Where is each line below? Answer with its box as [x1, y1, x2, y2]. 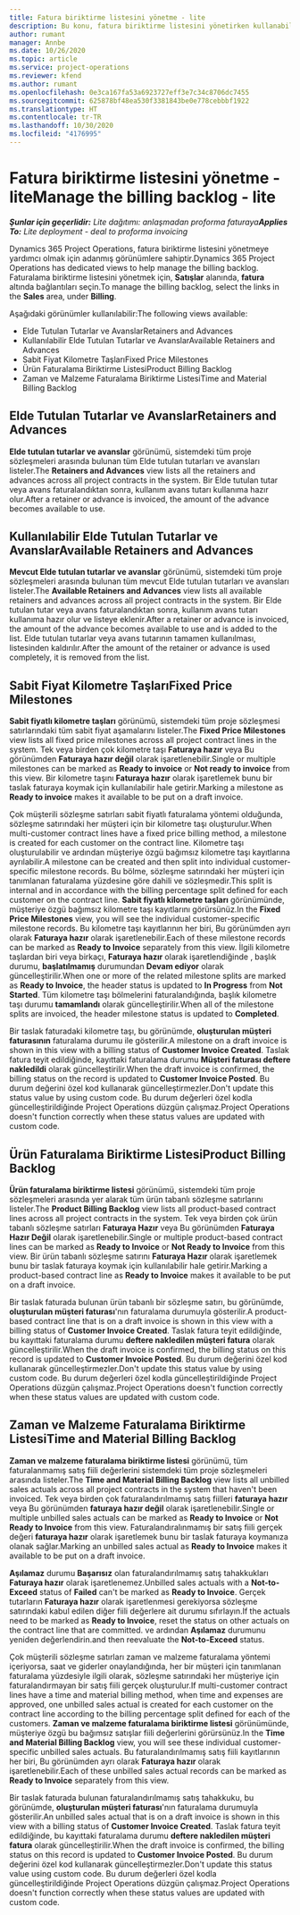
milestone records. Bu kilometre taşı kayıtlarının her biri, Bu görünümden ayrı [9, 923, 291, 934]
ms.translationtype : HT [9, 105, 98, 114]
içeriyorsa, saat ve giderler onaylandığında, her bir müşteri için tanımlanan [9, 1660, 281, 1672]
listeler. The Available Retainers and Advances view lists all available [9, 586, 262, 596]
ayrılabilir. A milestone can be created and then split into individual [9, 856, 251, 867]
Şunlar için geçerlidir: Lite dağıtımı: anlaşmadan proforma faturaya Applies [9, 216, 288, 227]
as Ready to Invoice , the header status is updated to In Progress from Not [9, 980, 283, 991]
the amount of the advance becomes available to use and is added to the [9, 623, 278, 635]
